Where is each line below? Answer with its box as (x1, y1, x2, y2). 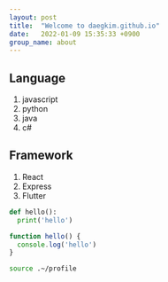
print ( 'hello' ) (17, 215, 73, 224)
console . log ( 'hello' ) (17, 240, 97, 249)
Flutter (21, 190, 47, 200)
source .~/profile (9, 264, 77, 273)
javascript (21, 94, 58, 105)
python (21, 104, 49, 114)
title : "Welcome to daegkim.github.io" (9, 21, 161, 30)
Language (9, 70, 66, 85)
